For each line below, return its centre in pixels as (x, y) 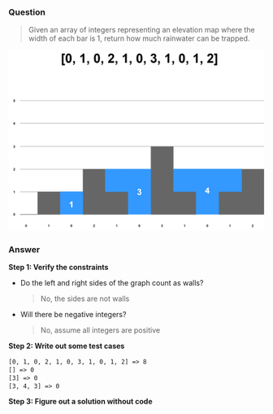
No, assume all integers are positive (100, 330)
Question (27, 12)
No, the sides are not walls (85, 299)
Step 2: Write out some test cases (67, 346)
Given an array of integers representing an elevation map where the (141, 30)
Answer (24, 249)
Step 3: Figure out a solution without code (80, 401)
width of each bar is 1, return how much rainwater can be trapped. (139, 38)
